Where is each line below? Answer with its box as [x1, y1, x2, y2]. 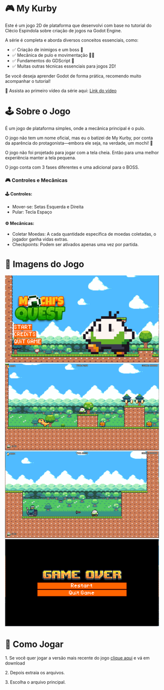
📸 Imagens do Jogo [5, 259, 84, 270]
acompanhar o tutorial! [5, 78, 51, 84]
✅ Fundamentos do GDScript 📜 [12, 57, 75, 63]
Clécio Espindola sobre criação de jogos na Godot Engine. [5, 27, 122, 33]
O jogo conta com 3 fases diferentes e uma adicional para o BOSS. [5, 164, 139, 170]
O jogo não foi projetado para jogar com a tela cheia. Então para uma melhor [5, 149, 159, 155]
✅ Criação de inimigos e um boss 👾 [12, 47, 83, 52]
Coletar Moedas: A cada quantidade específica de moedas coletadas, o [12, 231, 156, 237]
